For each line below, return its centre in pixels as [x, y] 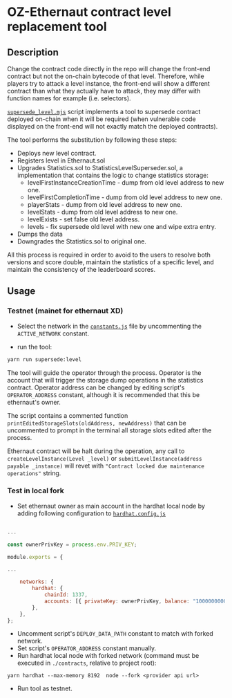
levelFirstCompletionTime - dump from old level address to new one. [125, 197]
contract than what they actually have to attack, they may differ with [104, 91]
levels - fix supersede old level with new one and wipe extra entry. [122, 227]
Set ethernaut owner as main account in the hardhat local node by [111, 506]
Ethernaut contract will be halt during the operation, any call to [96, 451]
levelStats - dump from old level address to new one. [103, 212]
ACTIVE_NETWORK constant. [53, 333]
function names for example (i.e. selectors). [69, 98]
